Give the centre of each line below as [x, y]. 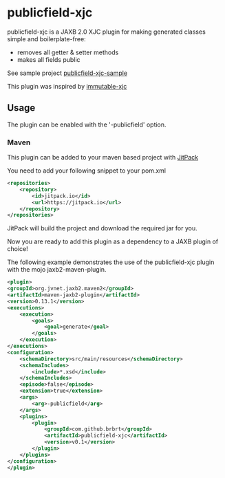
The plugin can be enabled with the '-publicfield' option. [87, 124]
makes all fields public [49, 59]
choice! [18, 249]
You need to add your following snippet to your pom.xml [87, 171]
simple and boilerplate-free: [46, 39]
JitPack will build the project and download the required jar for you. [102, 228]
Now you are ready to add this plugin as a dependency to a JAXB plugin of [113, 241]
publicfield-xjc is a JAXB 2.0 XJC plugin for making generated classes [107, 32]
